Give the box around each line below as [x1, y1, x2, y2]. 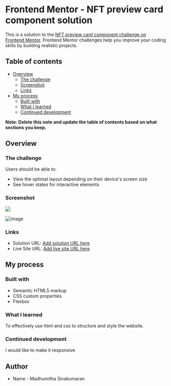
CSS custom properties [12, 293, 62, 299]
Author [5, 362, 28, 371]
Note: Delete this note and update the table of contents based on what [5, 119, 157, 125]
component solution [5, 14, 93, 26]
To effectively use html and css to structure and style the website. [5, 323, 144, 329]
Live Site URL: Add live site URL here [12, 246, 90, 252]
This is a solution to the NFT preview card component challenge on [5, 31, 146, 37]
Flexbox [12, 298, 30, 304]
